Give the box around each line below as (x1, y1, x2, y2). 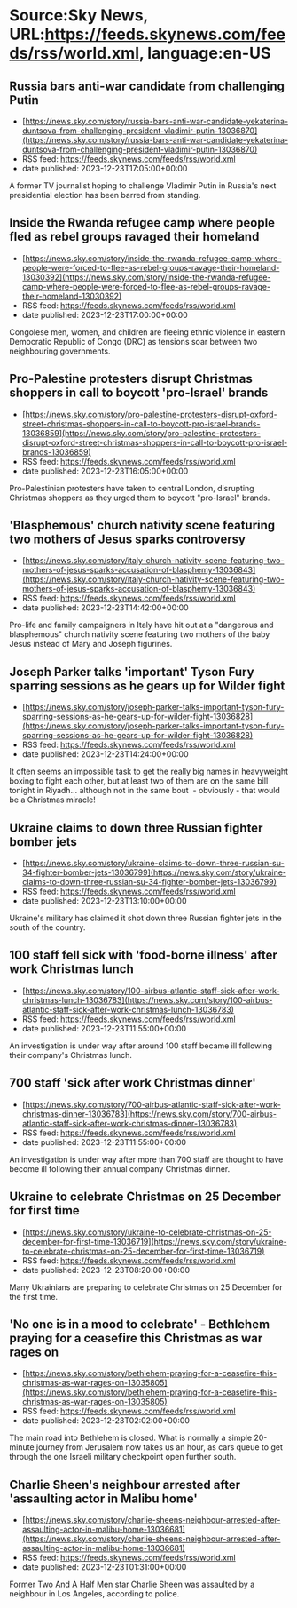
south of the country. (9, 922, 86, 933)
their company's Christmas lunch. (9, 1049, 133, 1060)
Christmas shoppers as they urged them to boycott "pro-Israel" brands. (9, 492, 270, 503)
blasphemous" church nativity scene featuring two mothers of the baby (9, 629, 270, 640)
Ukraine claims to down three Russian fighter (9, 820, 263, 835)
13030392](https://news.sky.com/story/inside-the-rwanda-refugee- (21, 272, 271, 283)
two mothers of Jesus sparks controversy (9, 532, 246, 547)
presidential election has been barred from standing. (9, 190, 201, 200)
